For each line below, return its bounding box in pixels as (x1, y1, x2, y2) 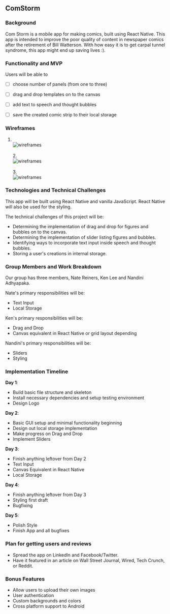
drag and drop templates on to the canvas (12, 91, 100, 98)
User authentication (12, 592, 54, 599)
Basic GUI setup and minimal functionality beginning (12, 420, 122, 426)
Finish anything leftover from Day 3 (12, 492, 86, 498)
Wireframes (5, 125, 36, 132)
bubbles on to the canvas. (12, 229, 67, 235)
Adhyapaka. (5, 280, 30, 286)
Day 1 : (5, 380, 18, 386)
